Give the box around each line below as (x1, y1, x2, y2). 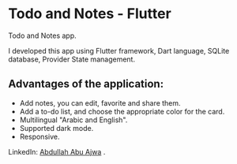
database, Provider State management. (8, 54, 136, 64)
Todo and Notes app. (8, 31, 77, 40)
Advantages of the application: (8, 77, 164, 91)
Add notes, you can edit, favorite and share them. (19, 98, 181, 107)
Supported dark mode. (19, 123, 94, 132)
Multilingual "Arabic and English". (19, 115, 128, 125)
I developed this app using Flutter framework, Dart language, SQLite (8, 46, 230, 55)
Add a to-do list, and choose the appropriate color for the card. (19, 106, 225, 116)
